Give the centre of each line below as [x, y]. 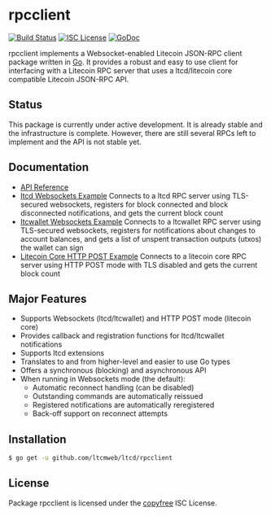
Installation [37, 439]
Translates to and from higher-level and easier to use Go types [125, 362]
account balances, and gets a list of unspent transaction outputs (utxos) [141, 238]
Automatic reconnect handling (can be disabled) [113, 387]
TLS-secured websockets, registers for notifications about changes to [138, 230]
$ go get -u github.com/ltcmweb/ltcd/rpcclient [91, 458]
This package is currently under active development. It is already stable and [135, 125]
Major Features [48, 299]
